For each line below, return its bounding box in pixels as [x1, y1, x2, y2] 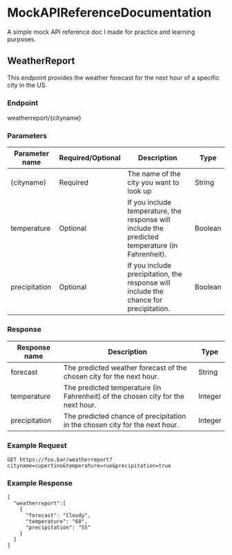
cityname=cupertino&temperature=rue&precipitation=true [7, 462, 171, 469]
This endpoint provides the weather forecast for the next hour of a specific [7, 73, 220, 82]
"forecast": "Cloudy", [25, 512, 91, 519]
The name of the [127, 169, 181, 179]
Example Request [7, 440, 67, 450]
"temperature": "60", [25, 518, 88, 525]
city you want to [127, 178, 180, 187]
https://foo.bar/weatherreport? [19, 456, 113, 463]
